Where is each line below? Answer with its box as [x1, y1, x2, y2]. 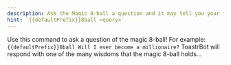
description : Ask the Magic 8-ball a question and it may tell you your [7, 10, 220, 17]
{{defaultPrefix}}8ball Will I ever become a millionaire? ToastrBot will [7, 42, 220, 51]
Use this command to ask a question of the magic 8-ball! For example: [7, 35, 206, 43]
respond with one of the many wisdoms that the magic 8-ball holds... [7, 49, 202, 58]
